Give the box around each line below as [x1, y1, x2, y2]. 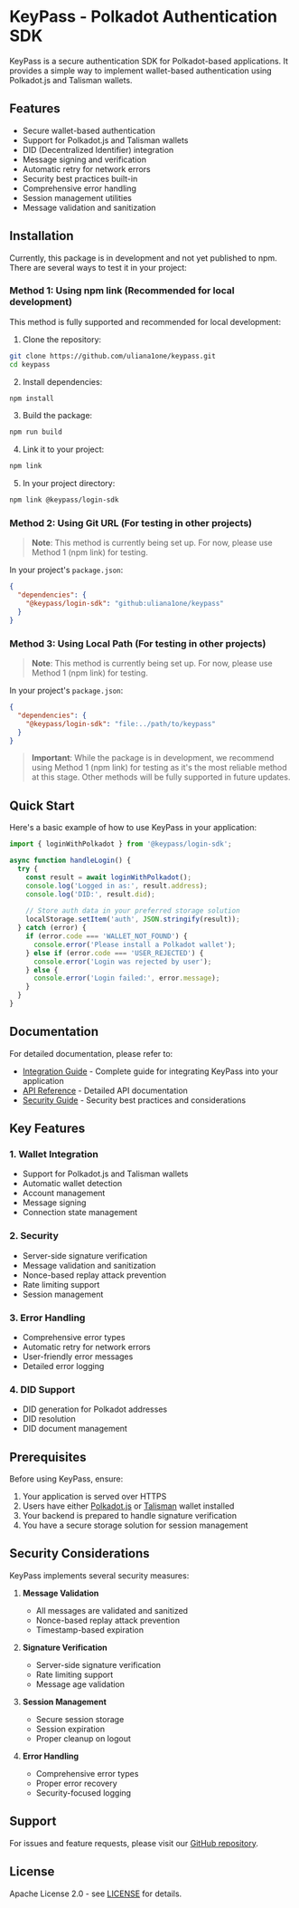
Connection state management [22, 1207, 138, 1218]
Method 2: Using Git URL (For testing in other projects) [9, 517, 253, 530]
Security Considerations [9, 1546, 151, 1561]
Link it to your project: [22, 444, 105, 455]
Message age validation [35, 1678, 125, 1690]
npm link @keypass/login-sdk [9, 495, 119, 504]
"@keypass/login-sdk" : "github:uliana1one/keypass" [25, 599, 224, 609]
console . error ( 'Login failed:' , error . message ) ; [33, 973, 220, 983]
